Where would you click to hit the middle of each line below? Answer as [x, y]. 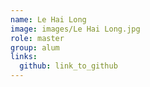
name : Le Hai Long [48, 19]
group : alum [35, 47]
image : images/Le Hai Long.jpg [75, 29]
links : [24, 57]
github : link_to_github [68, 66]
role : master [37, 38]
